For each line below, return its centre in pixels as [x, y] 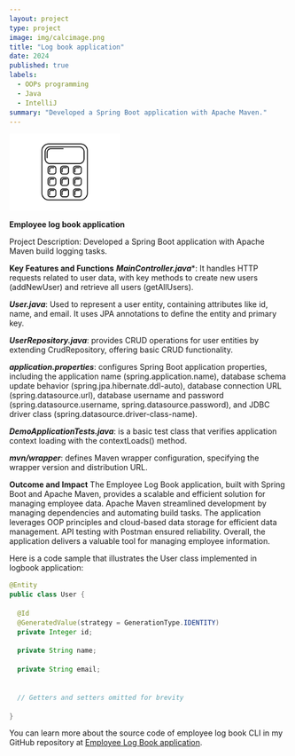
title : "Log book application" [67, 47]
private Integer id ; [55, 632]
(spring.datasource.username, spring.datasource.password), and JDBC [140, 405]
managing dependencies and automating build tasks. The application [135, 513]
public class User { [47, 595]
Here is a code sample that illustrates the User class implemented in [133, 558]
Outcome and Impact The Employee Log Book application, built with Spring [147, 484]
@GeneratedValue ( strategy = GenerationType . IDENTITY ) [118, 622]
